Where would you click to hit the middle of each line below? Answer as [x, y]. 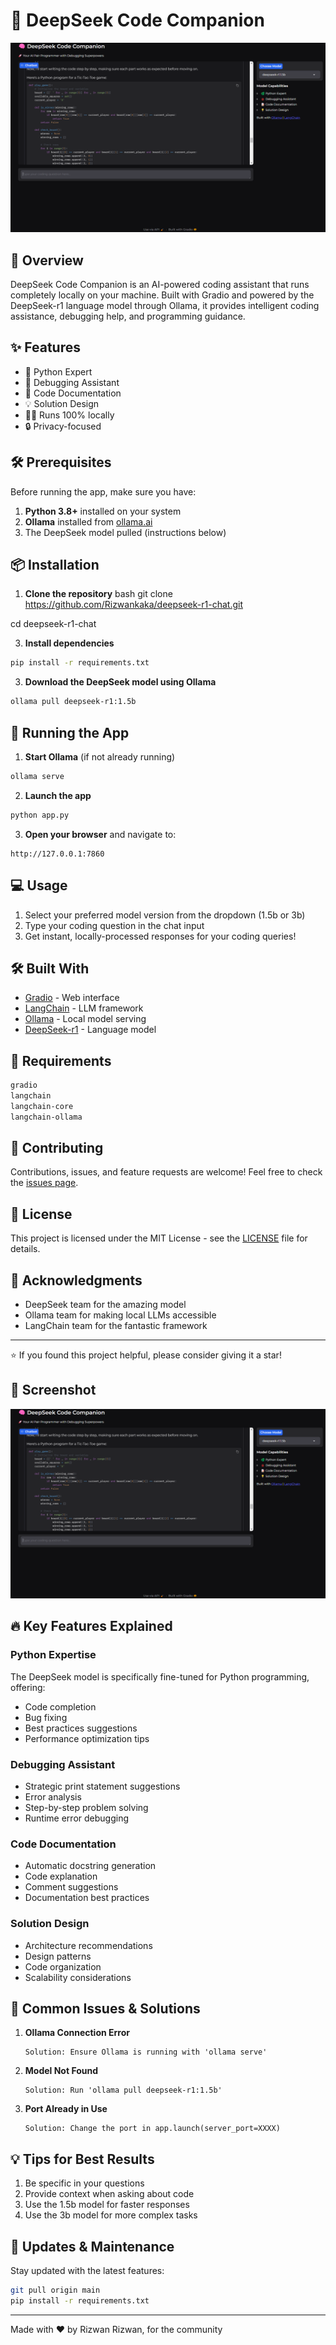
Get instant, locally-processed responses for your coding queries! [160, 936]
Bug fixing [46, 1717]
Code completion [60, 1706]
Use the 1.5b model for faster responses [107, 2205]
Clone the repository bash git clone [98, 594]
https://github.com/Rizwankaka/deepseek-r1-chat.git [133, 605]
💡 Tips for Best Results [82, 2159]
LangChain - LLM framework [84, 1008]
